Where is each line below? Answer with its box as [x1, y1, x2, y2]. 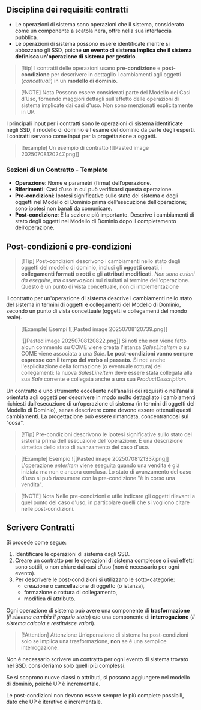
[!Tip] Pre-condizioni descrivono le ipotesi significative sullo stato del [20, 430, 192, 438]
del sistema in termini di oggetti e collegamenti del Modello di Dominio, [6, 301, 181, 308]
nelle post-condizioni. [20, 505, 75, 512]
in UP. [20, 108, 36, 115]
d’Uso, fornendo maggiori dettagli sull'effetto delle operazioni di [20, 95, 179, 102]
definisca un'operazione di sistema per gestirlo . [14, 52, 137, 60]
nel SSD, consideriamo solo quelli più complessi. [6, 662, 126, 669]
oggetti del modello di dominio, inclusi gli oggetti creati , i [20, 264, 162, 271]
